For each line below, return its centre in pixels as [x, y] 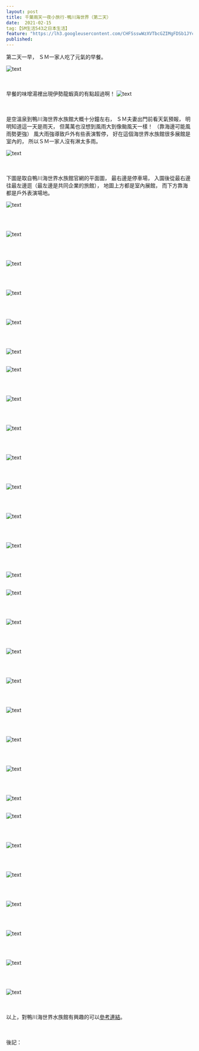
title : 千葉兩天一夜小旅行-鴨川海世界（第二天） [59, 17]
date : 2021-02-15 [29, 23]
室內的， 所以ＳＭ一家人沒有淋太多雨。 [54, 141]
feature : [17, 34]
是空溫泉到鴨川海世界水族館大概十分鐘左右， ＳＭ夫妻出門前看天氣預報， [95, 119]
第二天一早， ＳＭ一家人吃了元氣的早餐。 [56, 57]
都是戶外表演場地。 [30, 193]
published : [20, 39]
